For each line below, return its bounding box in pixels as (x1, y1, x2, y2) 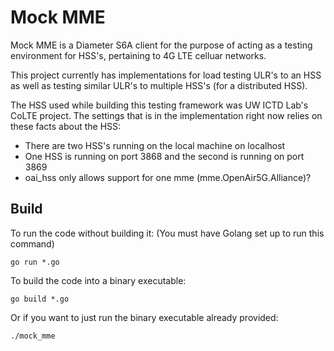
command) (10, 237, 55, 250)
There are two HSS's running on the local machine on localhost (24, 139, 286, 151)
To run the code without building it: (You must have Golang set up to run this (10, 227, 325, 239)
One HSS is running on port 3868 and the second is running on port (24, 150, 305, 162)
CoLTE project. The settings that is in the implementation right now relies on (10, 109, 323, 121)
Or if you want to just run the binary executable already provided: (10, 311, 279, 323)
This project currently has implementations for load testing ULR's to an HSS (10, 69, 322, 81)
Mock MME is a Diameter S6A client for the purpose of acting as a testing (10, 39, 313, 51)
